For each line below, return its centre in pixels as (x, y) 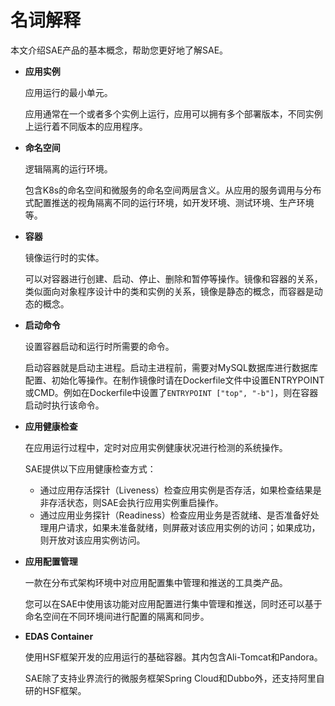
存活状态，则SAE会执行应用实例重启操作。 (136, 502)
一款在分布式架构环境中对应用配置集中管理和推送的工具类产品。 (156, 582)
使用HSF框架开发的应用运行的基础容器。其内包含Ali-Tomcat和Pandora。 (173, 657)
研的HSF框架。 (55, 690)
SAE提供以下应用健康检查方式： (90, 468)
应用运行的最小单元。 (68, 92)
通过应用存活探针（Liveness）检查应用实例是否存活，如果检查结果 (176, 490)
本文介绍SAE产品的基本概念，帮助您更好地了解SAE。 (119, 50)
